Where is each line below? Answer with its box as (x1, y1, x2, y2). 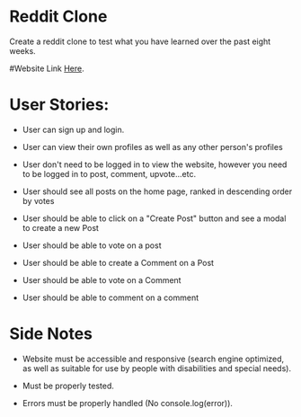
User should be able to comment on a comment (22, 292, 199, 303)
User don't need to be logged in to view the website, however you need (22, 159, 288, 170)
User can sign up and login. (22, 124, 125, 135)
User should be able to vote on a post (22, 240, 162, 251)
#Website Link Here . (9, 63, 85, 74)
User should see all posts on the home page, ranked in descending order (22, 186, 293, 197)
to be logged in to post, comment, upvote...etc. (22, 168, 196, 179)
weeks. (9, 45, 36, 56)
